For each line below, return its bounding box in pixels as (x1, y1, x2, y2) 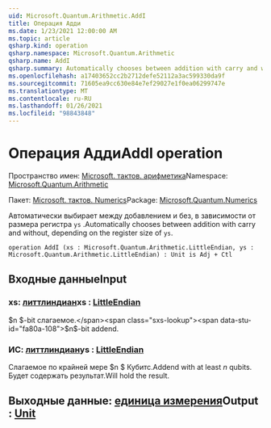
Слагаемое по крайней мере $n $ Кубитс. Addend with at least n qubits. (8, 362, 252, 371)
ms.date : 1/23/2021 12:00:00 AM (8, 27, 117, 35)
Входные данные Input (8, 272, 127, 287)
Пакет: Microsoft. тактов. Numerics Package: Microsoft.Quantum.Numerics (8, 195, 258, 204)
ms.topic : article (8, 34, 70, 43)
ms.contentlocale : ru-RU (8, 94, 92, 103)
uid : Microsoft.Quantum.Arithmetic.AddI (8, 11, 147, 20)
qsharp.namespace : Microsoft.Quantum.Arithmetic (8, 49, 175, 57)
